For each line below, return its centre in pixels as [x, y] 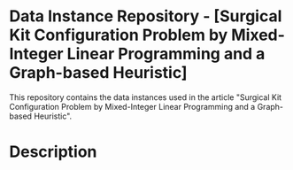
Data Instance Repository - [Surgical [146, 16]
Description [53, 152]
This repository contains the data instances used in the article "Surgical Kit [145, 97]
